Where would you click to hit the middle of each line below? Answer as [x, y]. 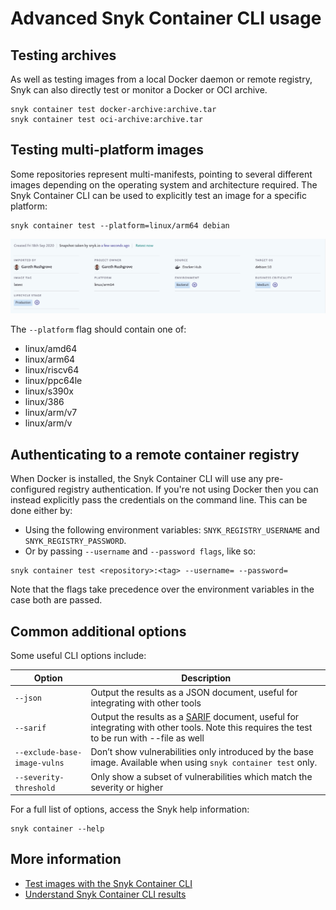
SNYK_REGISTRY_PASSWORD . [75, 541]
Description [206, 678]
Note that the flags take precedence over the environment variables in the [162, 589]
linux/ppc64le [53, 381]
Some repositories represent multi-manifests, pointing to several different [161, 174]
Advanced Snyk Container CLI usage [166, 18]
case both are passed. [56, 600]
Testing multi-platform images [107, 150]
